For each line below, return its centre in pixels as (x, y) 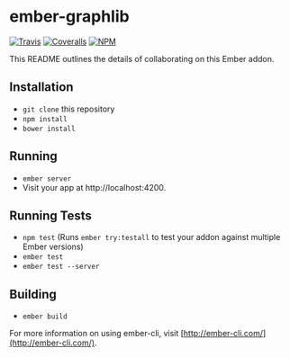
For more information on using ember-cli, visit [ (97, 334)
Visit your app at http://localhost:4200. (94, 187)
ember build (45, 317)
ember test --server (61, 267)
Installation (41, 87)
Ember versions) (53, 247)
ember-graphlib (69, 17)
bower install (49, 129)
